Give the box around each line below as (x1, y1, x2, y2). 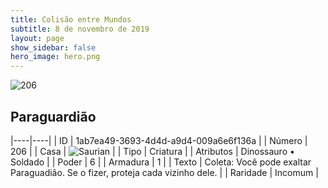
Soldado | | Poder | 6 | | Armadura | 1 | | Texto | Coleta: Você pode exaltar (10, 156, 312, 168)
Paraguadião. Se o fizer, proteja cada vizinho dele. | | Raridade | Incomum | (10, 166, 319, 178)
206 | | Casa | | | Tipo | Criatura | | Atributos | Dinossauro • (10, 145, 295, 157)
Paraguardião (10, 108, 97, 125)
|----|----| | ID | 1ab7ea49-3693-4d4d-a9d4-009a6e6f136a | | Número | (10, 134, 308, 146)
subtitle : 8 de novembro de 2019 (10, 24, 150, 34)
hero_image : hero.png (10, 52, 101, 62)
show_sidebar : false (10, 42, 97, 53)
